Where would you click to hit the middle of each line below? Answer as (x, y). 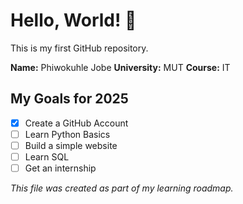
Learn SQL (47, 156)
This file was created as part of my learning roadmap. (122, 188)
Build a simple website (71, 145)
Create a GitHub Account (76, 123)
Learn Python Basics (67, 134)
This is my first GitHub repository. (79, 48)
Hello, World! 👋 (73, 20)
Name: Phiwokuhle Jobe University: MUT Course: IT (120, 67)
